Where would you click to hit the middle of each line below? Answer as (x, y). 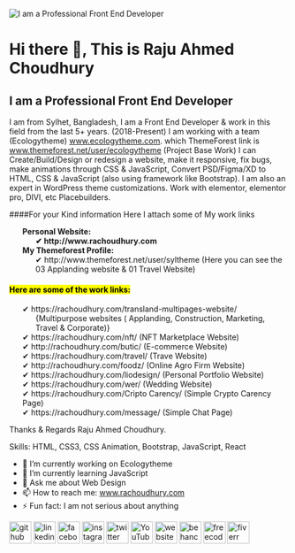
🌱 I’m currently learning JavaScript (85, 473)
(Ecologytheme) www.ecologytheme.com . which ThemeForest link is (135, 141)
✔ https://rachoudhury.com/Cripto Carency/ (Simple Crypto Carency (147, 394)
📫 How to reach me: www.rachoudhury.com (103, 493)
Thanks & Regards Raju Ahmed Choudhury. (88, 430)
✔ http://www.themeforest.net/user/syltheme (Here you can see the (159, 260)
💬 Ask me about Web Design (74, 483)
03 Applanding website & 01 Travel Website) (115, 269)
